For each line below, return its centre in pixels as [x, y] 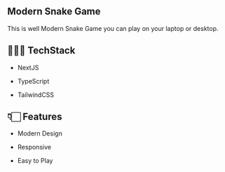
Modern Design [40, 133]
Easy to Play [35, 161]
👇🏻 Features [35, 117]
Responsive [34, 147]
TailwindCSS [36, 95]
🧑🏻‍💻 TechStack [41, 51]
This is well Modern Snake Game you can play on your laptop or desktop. [113, 28]
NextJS [28, 67]
